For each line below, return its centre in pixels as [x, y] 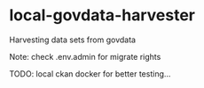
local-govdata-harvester [102, 15]
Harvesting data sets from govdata [72, 40]
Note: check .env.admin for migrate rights [85, 56]
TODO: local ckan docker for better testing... [90, 73]
